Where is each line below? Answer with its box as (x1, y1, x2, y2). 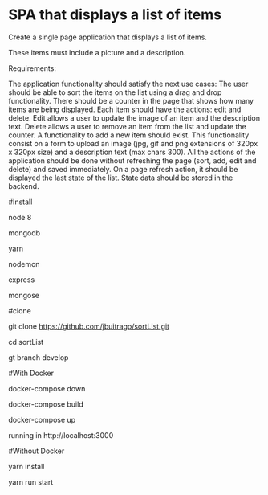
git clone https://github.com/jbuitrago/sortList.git (8, 321, 170, 331)
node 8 (8, 212, 32, 222)
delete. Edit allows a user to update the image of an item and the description (8, 112, 261, 122)
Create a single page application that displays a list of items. (8, 32, 207, 42)
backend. (8, 181, 39, 190)
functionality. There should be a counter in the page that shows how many (8, 96, 254, 105)
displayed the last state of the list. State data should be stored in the (8, 173, 233, 182)
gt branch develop (8, 352, 69, 362)
